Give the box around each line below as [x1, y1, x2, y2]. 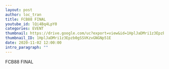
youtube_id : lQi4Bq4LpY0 [5, 21, 57, 27]
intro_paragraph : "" [5, 45, 49, 50]
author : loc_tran [5, 12, 42, 17]
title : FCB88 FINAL [5, 17, 46, 22]
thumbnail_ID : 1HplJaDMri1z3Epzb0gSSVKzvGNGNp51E [5, 36, 112, 41]
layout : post [5, 7, 33, 13]
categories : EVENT [5, 26, 44, 31]
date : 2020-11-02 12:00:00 [5, 40, 62, 45]
